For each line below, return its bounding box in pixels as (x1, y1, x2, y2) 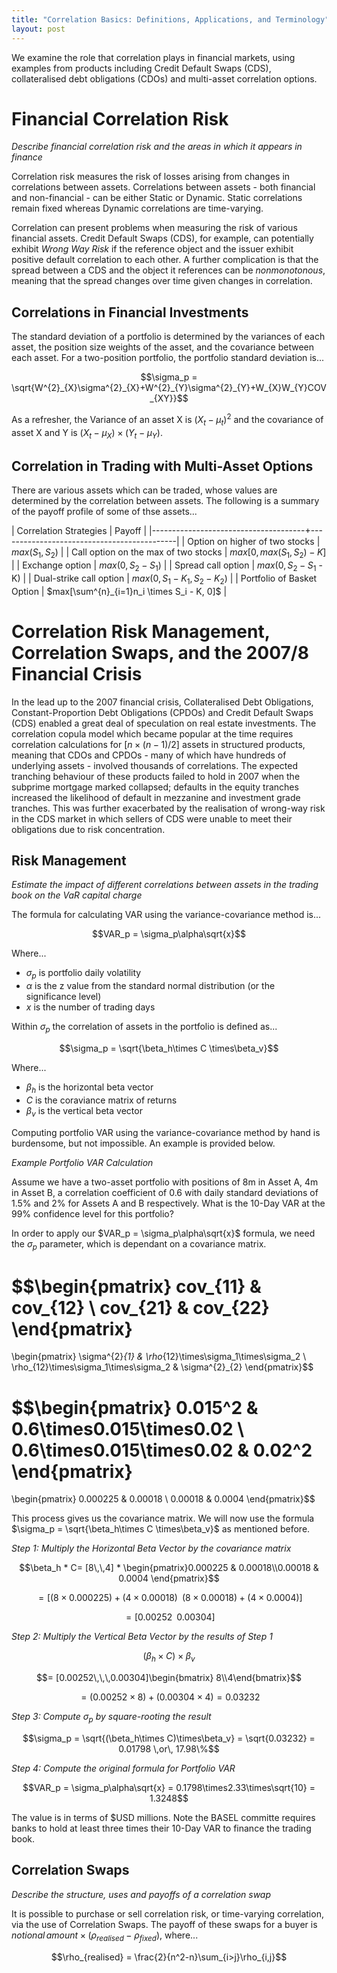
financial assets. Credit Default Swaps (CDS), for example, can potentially (11, 232, 314, 245)
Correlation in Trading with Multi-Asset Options (11, 457, 314, 475)
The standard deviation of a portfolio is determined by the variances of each (11, 331, 326, 343)
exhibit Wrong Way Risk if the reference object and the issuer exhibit (11, 243, 294, 255)
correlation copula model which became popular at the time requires (11, 727, 294, 740)
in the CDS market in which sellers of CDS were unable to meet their (11, 812, 293, 825)
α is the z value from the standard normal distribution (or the (25, 980, 276, 992)
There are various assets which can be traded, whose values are (11, 484, 278, 496)
